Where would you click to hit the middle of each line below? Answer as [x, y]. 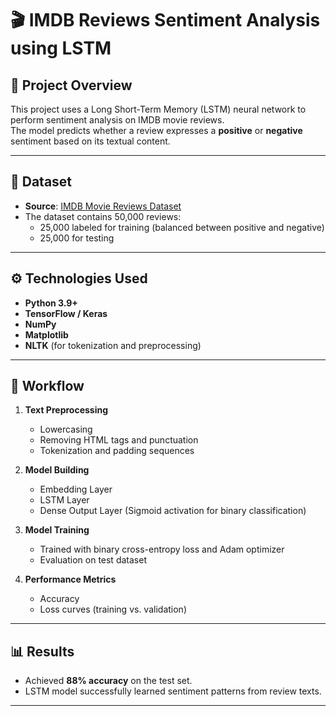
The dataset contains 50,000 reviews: [103, 216]
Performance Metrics [70, 579]
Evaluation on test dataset [93, 560]
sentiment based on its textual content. [90, 141]
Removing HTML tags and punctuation [119, 440]
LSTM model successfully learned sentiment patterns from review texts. [173, 691]
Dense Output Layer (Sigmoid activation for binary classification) [173, 511]
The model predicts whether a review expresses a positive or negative [156, 130]
